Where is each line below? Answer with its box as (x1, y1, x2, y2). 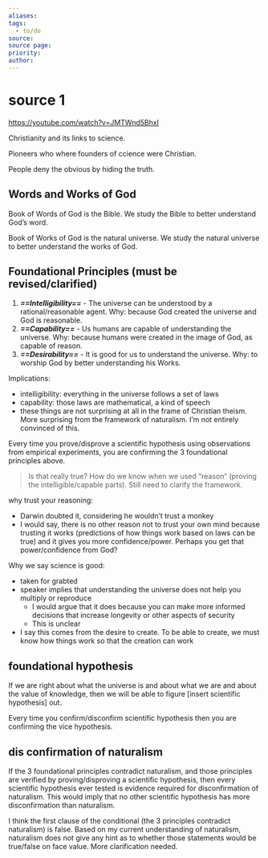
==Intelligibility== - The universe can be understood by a (19, 299, 213, 308)
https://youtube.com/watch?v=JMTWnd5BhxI (8, 117, 159, 127)
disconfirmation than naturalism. (8, 800, 116, 811)
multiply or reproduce (19, 593, 92, 603)
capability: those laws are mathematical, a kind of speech (19, 398, 210, 408)
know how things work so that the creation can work (19, 636, 194, 646)
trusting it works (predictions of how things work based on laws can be (19, 528, 255, 538)
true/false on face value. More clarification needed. (8, 842, 178, 852)
